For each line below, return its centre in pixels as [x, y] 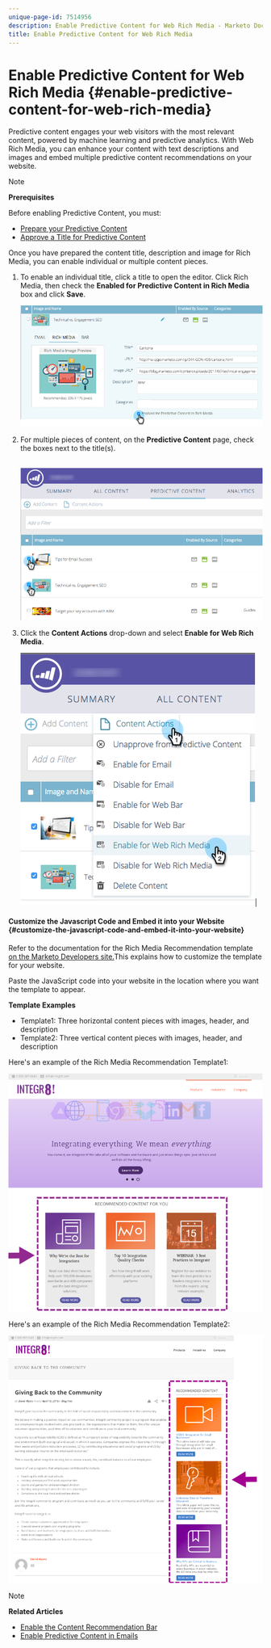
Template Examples [42, 1005]
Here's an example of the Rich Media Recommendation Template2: [119, 1324]
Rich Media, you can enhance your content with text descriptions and [124, 149]
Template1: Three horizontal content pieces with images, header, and [135, 1020]
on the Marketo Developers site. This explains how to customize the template [135, 956]
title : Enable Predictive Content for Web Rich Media [101, 34]
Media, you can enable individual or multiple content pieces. [108, 262]
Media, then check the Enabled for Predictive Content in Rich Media [135, 286]
